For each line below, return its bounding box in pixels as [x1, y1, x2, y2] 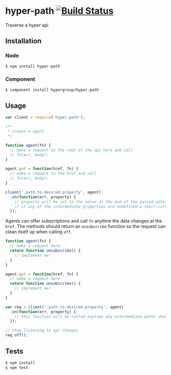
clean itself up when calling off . [5, 229, 72, 235]
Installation [5, 37, 42, 45]
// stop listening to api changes [5, 328, 79, 333]
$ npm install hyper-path [5, 64, 60, 69]
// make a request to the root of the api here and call [10, 147, 133, 153]
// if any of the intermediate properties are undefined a [14, 204, 142, 209]
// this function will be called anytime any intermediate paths [14, 314, 156, 319]
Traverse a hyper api [5, 22, 49, 28]
